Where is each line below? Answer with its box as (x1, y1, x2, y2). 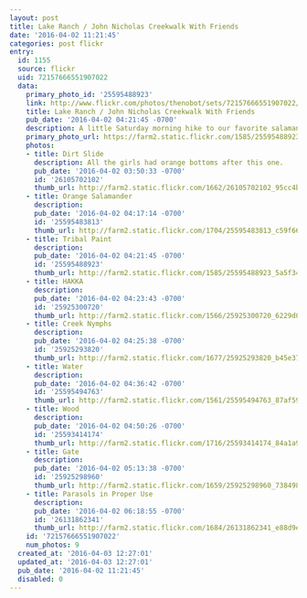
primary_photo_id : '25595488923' (26, 90, 153, 99)
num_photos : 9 (26, 540, 79, 550)
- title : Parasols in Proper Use (26, 489, 153, 498)
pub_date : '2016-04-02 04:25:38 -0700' (33, 336, 185, 346)
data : (17, 81, 39, 91)
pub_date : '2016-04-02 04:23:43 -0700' (33, 294, 185, 303)
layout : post (9, 13, 59, 23)
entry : (9, 48, 35, 57)
